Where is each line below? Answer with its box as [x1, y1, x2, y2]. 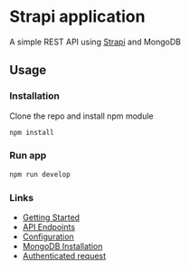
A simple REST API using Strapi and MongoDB [9, 36, 181, 47]
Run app [9, 149, 47, 162]
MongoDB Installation [22, 240, 103, 251]
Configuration [22, 231, 74, 242]
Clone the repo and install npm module [9, 111, 154, 121]
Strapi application [9, 6, 146, 27]
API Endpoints [22, 221, 75, 232]
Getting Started [22, 211, 80, 223]
